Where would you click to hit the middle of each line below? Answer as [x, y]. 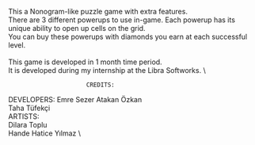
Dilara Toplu [28, 125]
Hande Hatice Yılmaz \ [45, 133]
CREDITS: [100, 85]
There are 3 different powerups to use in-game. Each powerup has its [122, 20]
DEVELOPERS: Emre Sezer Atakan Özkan [75, 99]
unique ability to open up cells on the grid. [77, 28]
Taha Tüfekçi [29, 108]
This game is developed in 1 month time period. [85, 62]
